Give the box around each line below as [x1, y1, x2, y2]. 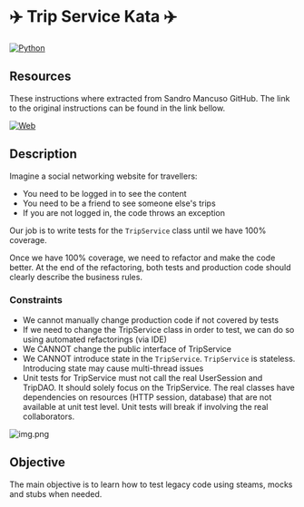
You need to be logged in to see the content [22, 188, 188, 199]
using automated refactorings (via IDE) [22, 334, 168, 345]
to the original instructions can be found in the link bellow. [9, 102, 225, 113]
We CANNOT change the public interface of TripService [22, 343, 232, 354]
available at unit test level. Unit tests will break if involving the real [22, 401, 269, 412]
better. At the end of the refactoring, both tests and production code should [9, 261, 292, 272]
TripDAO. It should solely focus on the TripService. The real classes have [22, 382, 295, 393]
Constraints [9, 294, 64, 307]
